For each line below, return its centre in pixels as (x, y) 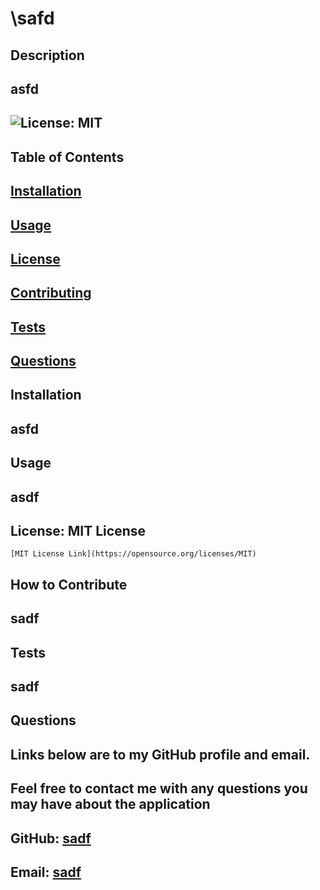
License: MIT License (78, 531)
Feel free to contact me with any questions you (159, 788)
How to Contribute (69, 584)
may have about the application (110, 804)
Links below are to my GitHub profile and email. (160, 754)
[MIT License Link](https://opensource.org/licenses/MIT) (133, 554)
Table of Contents (67, 157)
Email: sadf (46, 872)
